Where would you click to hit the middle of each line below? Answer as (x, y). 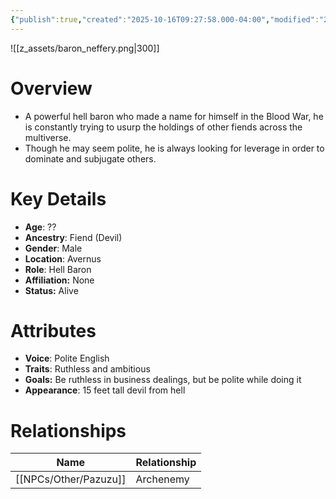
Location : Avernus (63, 258)
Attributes (53, 330)
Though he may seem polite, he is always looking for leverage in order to (174, 148)
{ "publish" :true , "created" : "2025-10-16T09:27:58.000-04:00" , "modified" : (165, 19)
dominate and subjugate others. (90, 158)
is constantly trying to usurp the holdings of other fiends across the (163, 127)
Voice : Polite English (67, 358)
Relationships (68, 430)
